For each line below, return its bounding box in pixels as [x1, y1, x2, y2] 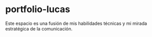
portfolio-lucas [5, 4, 70, 15]
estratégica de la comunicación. [5, 25, 73, 31]
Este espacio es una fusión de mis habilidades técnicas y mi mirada [5, 20, 147, 26]
